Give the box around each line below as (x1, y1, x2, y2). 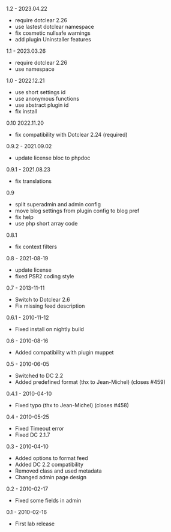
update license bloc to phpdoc (14, 154, 91, 161)
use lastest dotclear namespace (14, 23, 94, 30)
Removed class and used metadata (14, 467, 102, 474)
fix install (14, 108, 38, 115)
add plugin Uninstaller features (14, 36, 91, 43)
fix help (14, 214, 34, 221)
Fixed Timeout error (14, 425, 64, 432)
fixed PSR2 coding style (14, 273, 74, 279)
